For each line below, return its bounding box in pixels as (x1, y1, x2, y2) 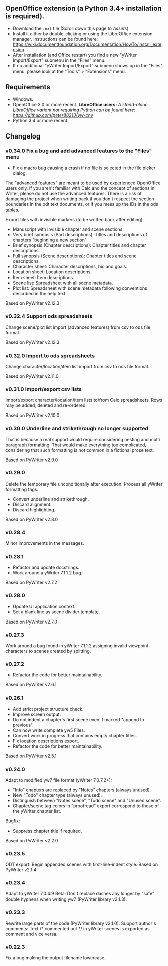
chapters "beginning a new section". (12, 237, 88, 243)
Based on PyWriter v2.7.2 (5, 579, 58, 586)
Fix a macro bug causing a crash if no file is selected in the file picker (12, 165, 156, 171)
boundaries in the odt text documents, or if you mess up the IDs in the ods (5, 201, 159, 208)
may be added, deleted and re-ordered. (5, 402, 87, 408)
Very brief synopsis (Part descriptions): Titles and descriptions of (12, 232, 148, 238)
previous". (12, 722, 34, 728)
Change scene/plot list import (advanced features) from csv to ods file (5, 324, 151, 330)
